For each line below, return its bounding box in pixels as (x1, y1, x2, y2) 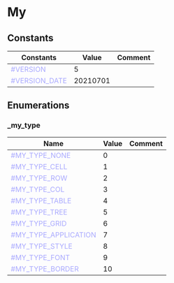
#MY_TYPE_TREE (10, 207, 68, 217)
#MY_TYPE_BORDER (10, 263, 79, 273)
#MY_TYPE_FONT (10, 252, 71, 262)
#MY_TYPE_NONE (10, 150, 71, 160)
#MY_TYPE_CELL (10, 161, 68, 171)
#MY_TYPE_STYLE (10, 241, 73, 251)
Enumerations (7, 99, 70, 112)
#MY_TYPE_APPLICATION (10, 230, 96, 240)
